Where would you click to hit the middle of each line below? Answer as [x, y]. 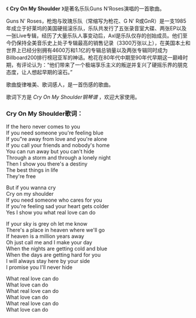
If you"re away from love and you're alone [56, 139]
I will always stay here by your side [48, 261]
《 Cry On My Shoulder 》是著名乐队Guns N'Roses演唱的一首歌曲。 [85, 8]
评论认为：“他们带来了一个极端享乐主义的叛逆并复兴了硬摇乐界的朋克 [105, 65]
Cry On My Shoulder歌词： [44, 113]
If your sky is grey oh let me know [47, 224]
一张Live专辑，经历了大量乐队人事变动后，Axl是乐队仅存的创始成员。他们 [94, 36]
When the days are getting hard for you [54, 255]
